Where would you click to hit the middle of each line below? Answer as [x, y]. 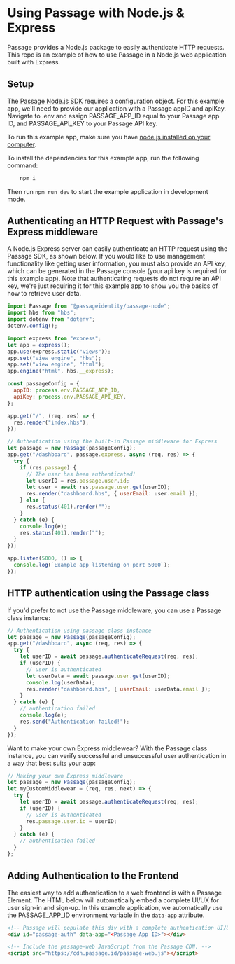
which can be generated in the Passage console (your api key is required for [117, 271]
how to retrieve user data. [44, 294]
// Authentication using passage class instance [79, 631]
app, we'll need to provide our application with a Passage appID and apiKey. [116, 108]
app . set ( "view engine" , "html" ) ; [56, 365]
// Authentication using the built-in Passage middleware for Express [112, 442]
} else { [33, 500]
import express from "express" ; [54, 338]
